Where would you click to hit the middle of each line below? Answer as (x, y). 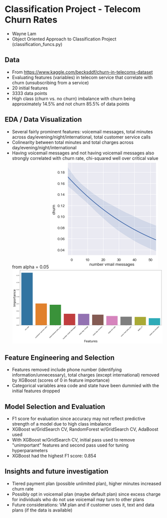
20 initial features (30, 88)
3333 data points (29, 93)
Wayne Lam (24, 33)
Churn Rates (31, 20)
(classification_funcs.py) (37, 44)
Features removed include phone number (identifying (67, 370)
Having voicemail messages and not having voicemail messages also (83, 153)
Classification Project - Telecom (73, 9)
